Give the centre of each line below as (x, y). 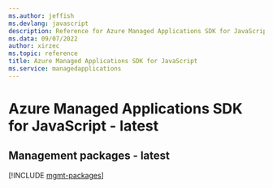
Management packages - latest (89, 156)
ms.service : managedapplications (65, 69)
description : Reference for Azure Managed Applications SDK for (119, 31)
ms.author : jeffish (41, 16)
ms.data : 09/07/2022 (43, 38)
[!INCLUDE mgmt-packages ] (56, 175)
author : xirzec (34, 46)
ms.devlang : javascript (49, 23)
